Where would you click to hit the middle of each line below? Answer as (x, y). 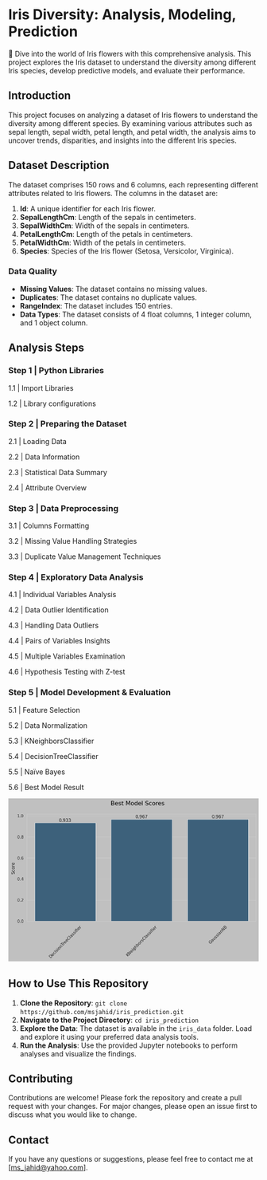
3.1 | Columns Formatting (49, 526)
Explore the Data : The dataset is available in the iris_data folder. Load (136, 1028)
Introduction (40, 96)
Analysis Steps (46, 348)
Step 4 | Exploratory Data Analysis (76, 577)
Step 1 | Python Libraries (56, 371)
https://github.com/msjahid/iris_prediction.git (102, 1012)
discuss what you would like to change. (73, 1115)
